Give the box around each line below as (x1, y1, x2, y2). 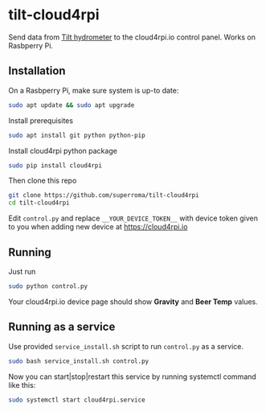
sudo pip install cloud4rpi (8, 161, 103, 170)
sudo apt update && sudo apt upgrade (8, 101, 135, 109)
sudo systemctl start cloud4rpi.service (8, 396, 146, 404)
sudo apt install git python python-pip (8, 131, 146, 139)
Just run (8, 266, 36, 276)
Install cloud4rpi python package (8, 146, 118, 155)
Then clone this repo (8, 175, 77, 186)
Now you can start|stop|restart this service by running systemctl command (8, 372, 257, 381)
